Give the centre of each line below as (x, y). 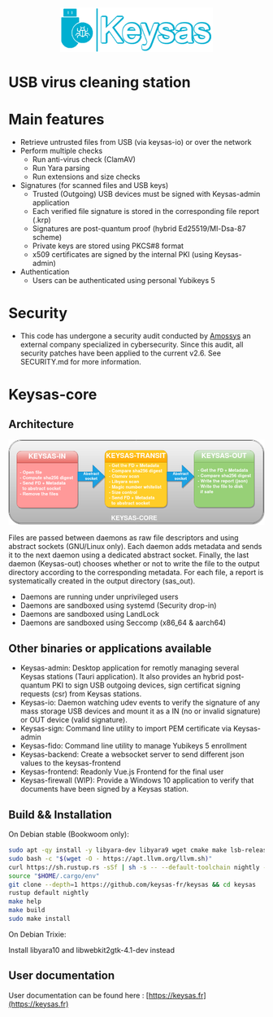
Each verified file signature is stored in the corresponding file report (146, 211)
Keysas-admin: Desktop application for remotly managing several (130, 668)
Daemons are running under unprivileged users (99, 597)
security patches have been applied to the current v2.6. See (121, 353)
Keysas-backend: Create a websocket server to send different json (132, 754)
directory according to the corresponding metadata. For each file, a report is (136, 573)
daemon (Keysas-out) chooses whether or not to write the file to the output (134, 564)
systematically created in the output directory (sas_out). (102, 581)
